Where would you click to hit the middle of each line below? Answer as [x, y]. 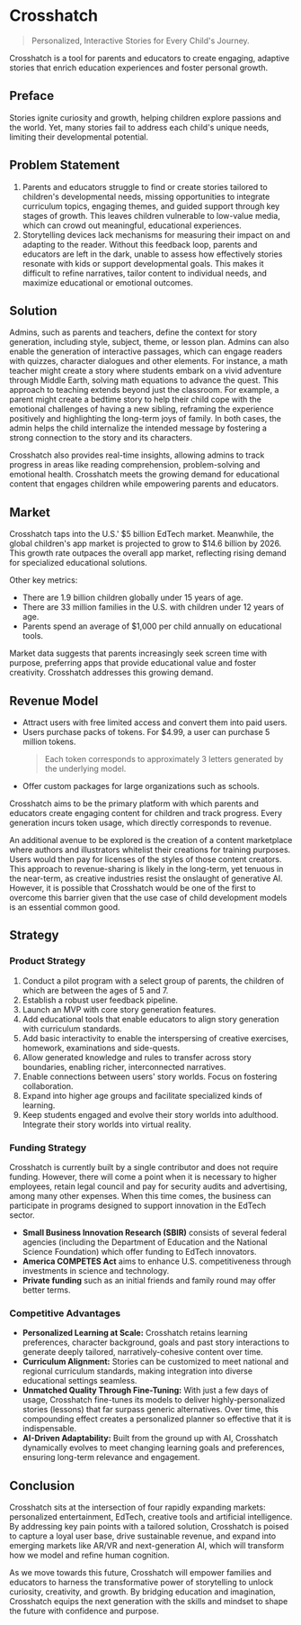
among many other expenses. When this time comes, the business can [140, 1195]
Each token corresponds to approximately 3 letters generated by [164, 759]
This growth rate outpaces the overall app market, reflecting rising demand [148, 553]
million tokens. [49, 741]
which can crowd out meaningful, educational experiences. [132, 225]
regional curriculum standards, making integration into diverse [137, 1371]
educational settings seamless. [80, 1381]
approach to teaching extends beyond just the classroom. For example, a [144, 390]
